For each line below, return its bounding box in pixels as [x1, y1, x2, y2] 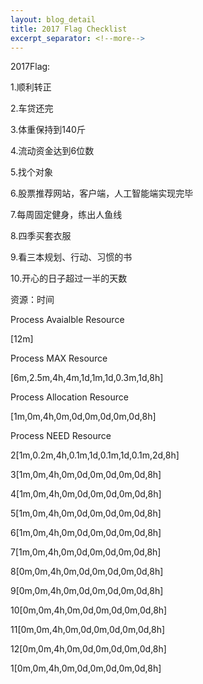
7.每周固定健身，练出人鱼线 [10, 209, 123, 221]
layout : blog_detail [10, 14, 97, 25]
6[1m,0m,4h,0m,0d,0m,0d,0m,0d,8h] [10, 527, 162, 539]
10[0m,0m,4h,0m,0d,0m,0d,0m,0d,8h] [10, 604, 168, 616]
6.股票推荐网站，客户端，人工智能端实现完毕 [10, 187, 194, 200]
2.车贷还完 [10, 102, 54, 115]
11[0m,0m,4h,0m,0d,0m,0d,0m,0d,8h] [10, 624, 166, 636]
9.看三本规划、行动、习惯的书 [10, 251, 133, 263]
